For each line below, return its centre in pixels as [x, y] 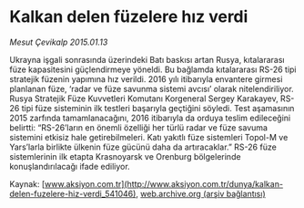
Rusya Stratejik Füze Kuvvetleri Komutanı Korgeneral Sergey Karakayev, [144, 99]
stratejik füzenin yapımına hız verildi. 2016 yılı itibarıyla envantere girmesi [146, 78]
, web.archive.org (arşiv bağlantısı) [201, 193]
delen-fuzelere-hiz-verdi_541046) [73, 193]
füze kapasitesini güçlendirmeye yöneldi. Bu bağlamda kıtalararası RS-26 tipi [153, 69]
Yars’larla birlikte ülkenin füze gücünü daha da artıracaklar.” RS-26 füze [143, 147]
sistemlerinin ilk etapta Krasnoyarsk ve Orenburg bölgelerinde [125, 156]
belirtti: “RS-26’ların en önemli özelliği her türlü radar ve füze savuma [139, 127]
